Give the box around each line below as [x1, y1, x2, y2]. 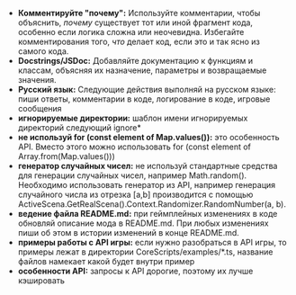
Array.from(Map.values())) [17, 151, 115, 161]
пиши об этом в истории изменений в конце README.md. [17, 228, 240, 237]
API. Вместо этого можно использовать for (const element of [17, 141, 252, 152]
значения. [17, 75, 57, 85]
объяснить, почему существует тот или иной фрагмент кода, [17, 17, 254, 28]
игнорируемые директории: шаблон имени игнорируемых [17, 112, 248, 123]
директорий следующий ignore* [17, 122, 141, 133]
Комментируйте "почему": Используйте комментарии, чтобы [17, 8, 261, 18]
